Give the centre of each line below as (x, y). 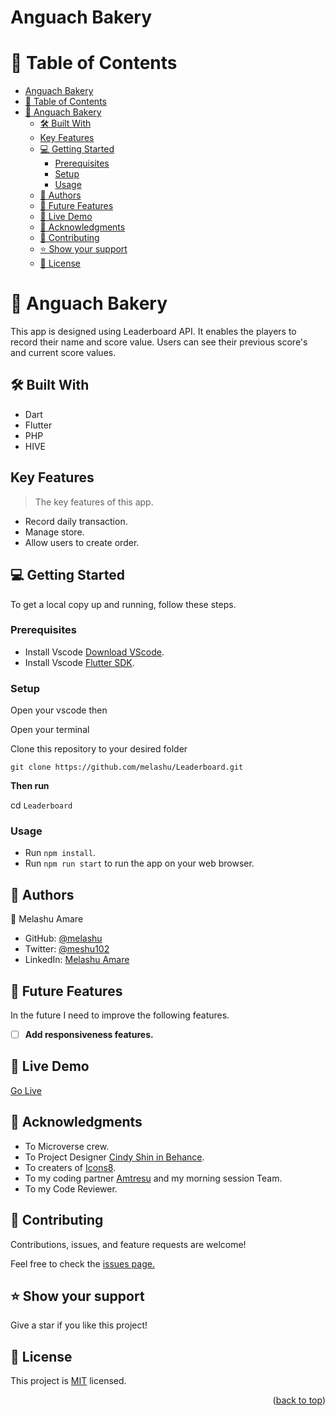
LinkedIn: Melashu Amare (77, 960)
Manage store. (54, 532)
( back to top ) (299, 1400)
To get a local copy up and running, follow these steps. (123, 604)
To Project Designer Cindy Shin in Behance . (114, 1157)
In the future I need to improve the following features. (120, 1015)
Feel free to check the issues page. (82, 1263)
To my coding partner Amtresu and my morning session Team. (153, 1178)
